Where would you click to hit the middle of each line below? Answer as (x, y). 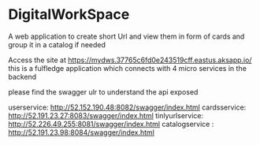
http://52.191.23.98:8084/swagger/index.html (82, 132)
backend (22, 76)
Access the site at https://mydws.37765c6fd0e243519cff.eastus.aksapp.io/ (130, 60)
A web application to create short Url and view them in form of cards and (126, 36)
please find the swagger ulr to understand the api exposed (103, 91)
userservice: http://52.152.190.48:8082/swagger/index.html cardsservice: (127, 107)
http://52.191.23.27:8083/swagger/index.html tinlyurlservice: (106, 115)
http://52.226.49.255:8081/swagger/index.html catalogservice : (111, 124)
